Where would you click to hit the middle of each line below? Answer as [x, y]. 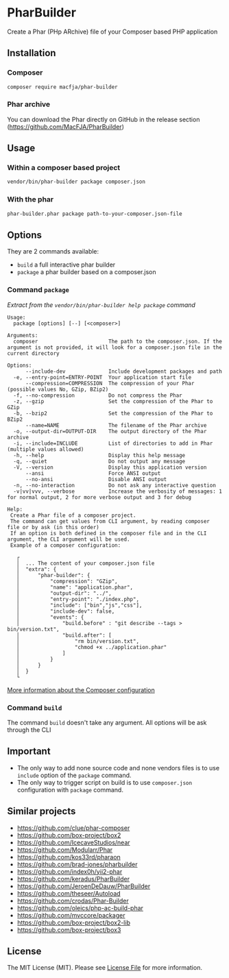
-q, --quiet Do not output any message [99, 461]
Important [29, 751]
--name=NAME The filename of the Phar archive [116, 425]
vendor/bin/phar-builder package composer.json [76, 182]
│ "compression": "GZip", [67, 581]
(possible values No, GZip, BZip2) [58, 389]
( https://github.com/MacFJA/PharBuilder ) [66, 126]
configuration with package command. [70, 790]
